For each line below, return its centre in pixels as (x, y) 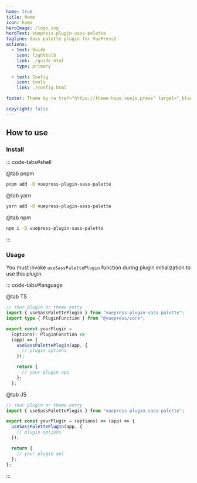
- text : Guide (28, 50)
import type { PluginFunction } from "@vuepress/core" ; (76, 318)
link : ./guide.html (40, 61)
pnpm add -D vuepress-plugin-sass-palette (59, 185)
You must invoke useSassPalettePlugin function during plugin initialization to (98, 267)
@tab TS (17, 297)
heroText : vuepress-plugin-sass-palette (56, 33)
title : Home (21, 17)
